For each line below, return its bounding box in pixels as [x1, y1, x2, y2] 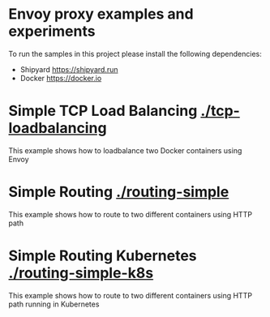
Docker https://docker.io [19, 73, 102, 83]
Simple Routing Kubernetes [8, 246, 197, 264]
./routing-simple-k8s [8, 264, 154, 282]
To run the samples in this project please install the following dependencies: [8, 49, 262, 58]
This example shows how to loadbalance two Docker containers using [8, 145, 242, 155]
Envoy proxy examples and [8, 5, 194, 24]
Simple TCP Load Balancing [8, 102, 198, 120]
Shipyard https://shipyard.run [19, 64, 118, 74]
